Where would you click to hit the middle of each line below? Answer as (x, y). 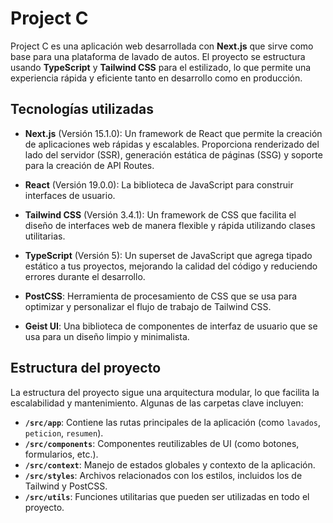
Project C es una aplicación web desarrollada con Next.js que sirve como (162, 46)
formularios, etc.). (61, 454)
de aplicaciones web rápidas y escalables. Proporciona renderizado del (172, 144)
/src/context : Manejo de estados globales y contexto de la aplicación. (170, 464)
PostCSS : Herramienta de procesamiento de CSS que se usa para (161, 296)
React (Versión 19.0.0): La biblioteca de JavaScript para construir (159, 184)
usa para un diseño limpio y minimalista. (107, 336)
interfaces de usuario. (70, 195)
